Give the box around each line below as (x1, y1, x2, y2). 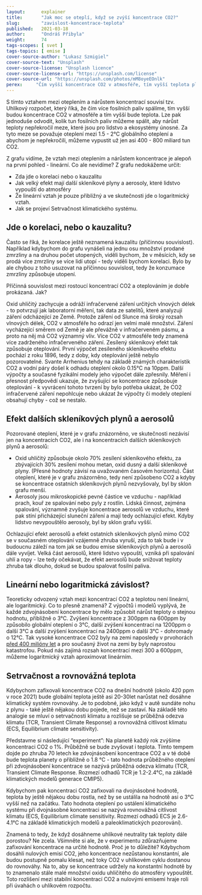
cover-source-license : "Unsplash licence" (6, 65, 114, 71)
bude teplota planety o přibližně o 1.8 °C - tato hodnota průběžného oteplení (6, 756, 195, 764)
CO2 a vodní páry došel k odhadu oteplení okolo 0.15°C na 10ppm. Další (6, 364, 183, 372)
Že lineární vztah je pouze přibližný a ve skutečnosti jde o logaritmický (14, 192, 189, 199)
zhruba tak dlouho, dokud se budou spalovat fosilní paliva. (6, 562, 151, 569)
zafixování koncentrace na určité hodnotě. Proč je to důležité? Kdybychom (6, 844, 191, 851)
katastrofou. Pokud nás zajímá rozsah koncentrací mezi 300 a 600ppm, (6, 647, 183, 654)
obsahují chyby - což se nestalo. (6, 396, 87, 403)
